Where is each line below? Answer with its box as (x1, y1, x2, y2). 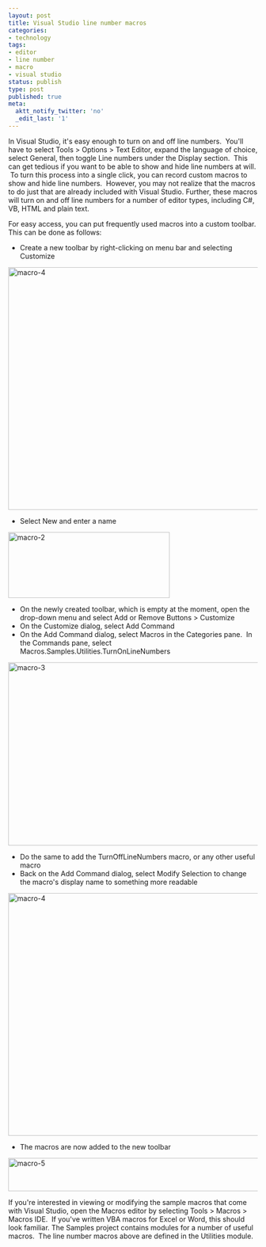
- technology (8, 33, 51, 42)
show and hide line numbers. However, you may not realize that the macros (8, 178, 256, 188)
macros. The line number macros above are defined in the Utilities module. (8, 1231, 253, 1241)
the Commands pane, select (19, 638, 112, 647)
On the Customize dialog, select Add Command (19, 621, 176, 631)
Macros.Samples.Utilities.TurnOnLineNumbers (19, 646, 171, 656)
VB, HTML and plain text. (8, 204, 89, 213)
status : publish (8, 78, 62, 86)
